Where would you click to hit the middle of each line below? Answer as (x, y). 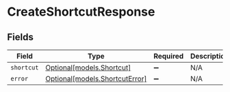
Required (169, 56)
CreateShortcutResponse (81, 12)
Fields (21, 37)
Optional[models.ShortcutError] (96, 79)
